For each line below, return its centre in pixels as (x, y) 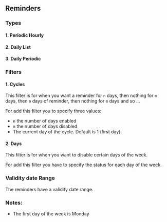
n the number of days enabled (44, 121)
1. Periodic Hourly (25, 35)
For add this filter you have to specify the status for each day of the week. (83, 165)
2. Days (14, 144)
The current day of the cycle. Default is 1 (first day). (67, 132)
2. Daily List (18, 47)
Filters (14, 72)
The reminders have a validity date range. (49, 189)
